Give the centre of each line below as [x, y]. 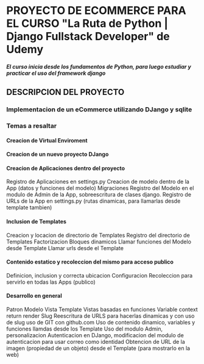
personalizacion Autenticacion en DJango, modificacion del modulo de [95, 335]
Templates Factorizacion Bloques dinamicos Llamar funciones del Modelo [99, 242]
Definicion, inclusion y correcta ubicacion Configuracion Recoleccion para [100, 275]
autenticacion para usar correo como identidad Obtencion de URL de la [96, 342]
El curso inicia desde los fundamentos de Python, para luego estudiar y [99, 66]
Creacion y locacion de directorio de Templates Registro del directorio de [98, 235]
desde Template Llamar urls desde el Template [65, 248]
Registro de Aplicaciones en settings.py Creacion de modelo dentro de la [98, 182]
